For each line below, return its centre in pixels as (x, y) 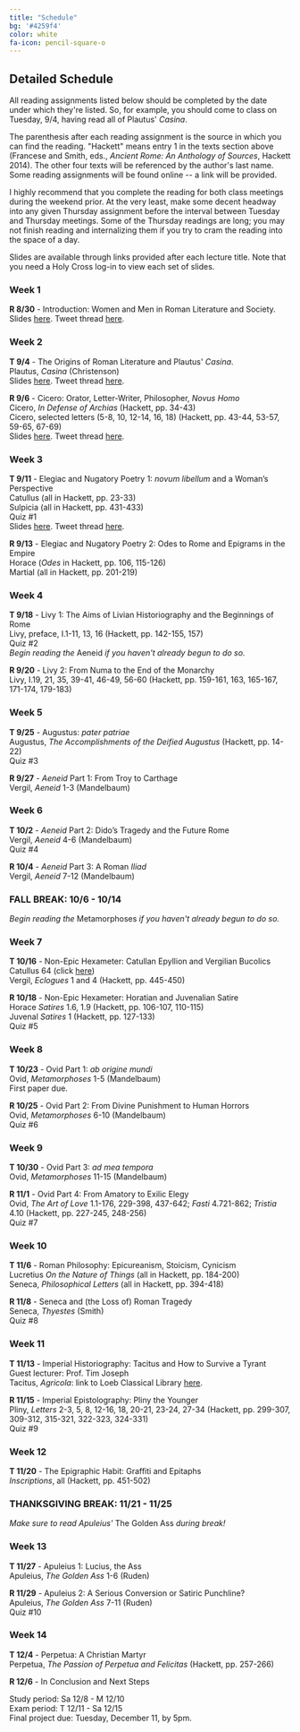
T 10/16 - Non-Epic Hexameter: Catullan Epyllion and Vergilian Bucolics (140, 961)
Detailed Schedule (61, 78)
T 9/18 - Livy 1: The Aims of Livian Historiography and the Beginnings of (142, 615)
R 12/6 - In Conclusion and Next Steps (79, 1681)
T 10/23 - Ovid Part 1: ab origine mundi (81, 1069)
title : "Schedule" (43, 17)
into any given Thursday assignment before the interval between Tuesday (145, 211)
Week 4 (26, 595)
